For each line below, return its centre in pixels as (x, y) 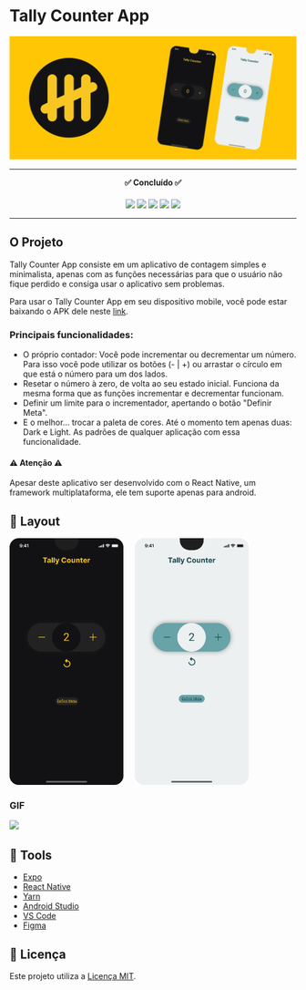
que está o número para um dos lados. (95, 374)
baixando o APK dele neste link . (69, 311)
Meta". (35, 413)
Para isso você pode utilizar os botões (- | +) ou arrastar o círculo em (152, 365)
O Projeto (36, 242)
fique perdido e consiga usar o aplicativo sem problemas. (117, 284)
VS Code (39, 916)
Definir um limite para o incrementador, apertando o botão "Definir (147, 403)
